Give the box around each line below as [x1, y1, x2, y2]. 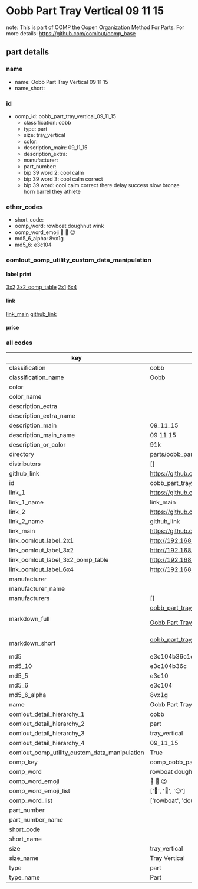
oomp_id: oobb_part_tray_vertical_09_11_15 [14, 112, 116, 119]
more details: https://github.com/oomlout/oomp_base [6, 30, 136, 37]
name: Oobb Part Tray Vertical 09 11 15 [14, 78, 108, 85]
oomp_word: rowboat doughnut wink [14, 223, 104, 230]
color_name [9, 393, 42, 401]
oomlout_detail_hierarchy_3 [9, 730, 85, 738]
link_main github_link [6, 310, 57, 317]
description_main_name [9, 431, 75, 439]
